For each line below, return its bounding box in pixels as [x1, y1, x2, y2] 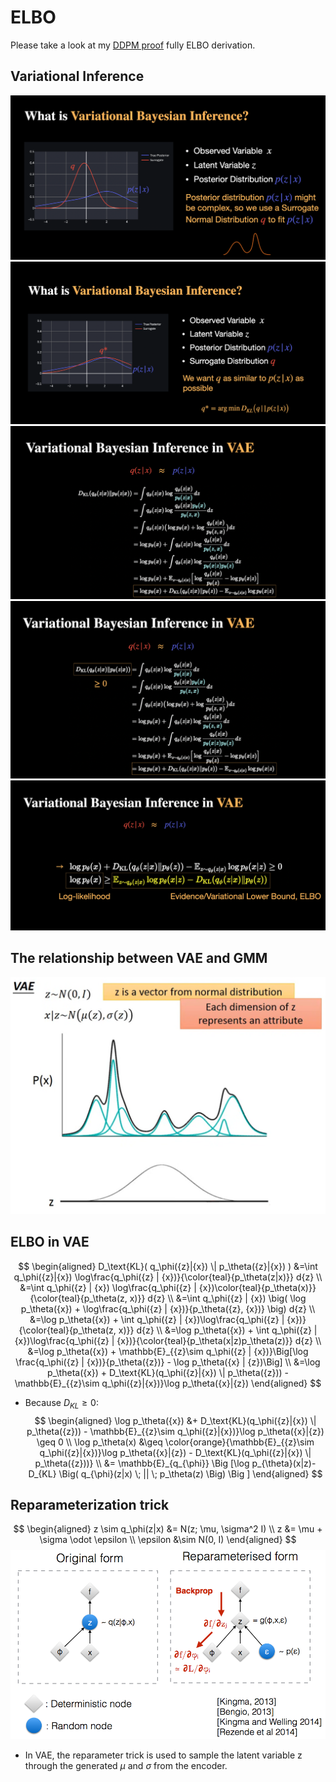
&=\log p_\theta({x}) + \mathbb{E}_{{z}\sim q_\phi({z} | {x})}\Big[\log [27, 1345, 309, 1357]
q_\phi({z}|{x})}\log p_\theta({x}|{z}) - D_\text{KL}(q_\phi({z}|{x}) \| [39, 1446, 312, 1458]
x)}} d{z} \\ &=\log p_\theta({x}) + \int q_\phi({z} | [118, 1324, 318, 1336]
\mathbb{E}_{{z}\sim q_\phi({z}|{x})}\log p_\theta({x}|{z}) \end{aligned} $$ [14, 1377, 322, 1389]
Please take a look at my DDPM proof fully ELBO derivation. [10, 39, 256, 51]
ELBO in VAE [10, 1234, 90, 1251]
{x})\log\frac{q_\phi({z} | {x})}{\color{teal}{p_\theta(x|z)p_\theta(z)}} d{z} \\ [14, 1334, 322, 1346]
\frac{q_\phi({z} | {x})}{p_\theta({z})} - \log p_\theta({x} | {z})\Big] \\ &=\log [15, 1356, 321, 1368]
